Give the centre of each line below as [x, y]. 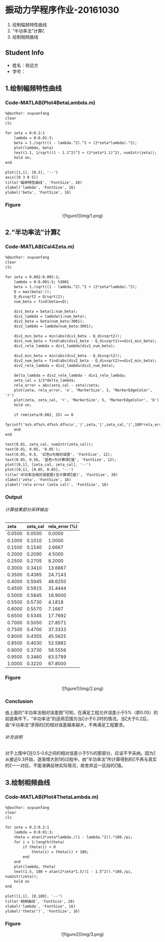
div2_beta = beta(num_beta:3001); [49, 321]
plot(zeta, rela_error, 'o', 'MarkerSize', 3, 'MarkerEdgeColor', [83, 390]
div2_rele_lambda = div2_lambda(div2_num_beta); [65, 366]
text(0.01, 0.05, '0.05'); [33, 449]
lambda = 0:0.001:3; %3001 [41, 282]
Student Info [25, 53]
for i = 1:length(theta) [39, 842]
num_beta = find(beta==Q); [41, 302]
